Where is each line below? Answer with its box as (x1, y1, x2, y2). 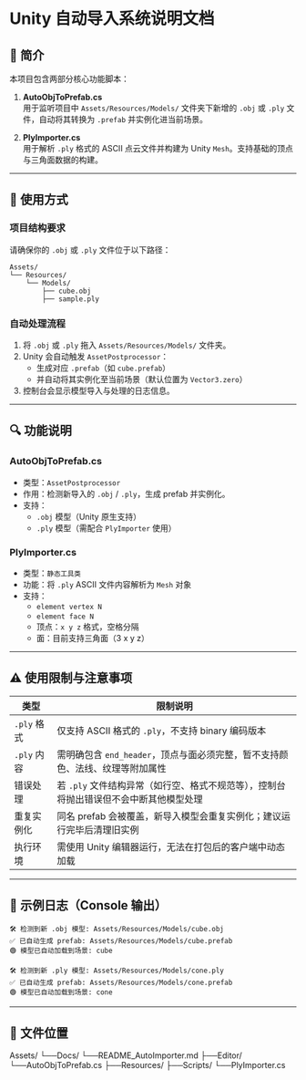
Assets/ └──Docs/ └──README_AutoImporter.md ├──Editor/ (9, 1050, 243, 1061)
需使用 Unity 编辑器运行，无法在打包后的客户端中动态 (56, 840, 285, 853)
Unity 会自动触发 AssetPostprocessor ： (22, 350, 169, 361)
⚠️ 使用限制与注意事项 (9, 670, 133, 686)
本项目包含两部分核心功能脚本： (9, 74, 129, 84)
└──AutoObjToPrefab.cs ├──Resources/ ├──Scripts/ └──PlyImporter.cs (9, 1060, 286, 1071)
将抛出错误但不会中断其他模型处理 (56, 793, 203, 805)
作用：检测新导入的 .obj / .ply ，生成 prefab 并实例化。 (22, 488, 230, 499)
